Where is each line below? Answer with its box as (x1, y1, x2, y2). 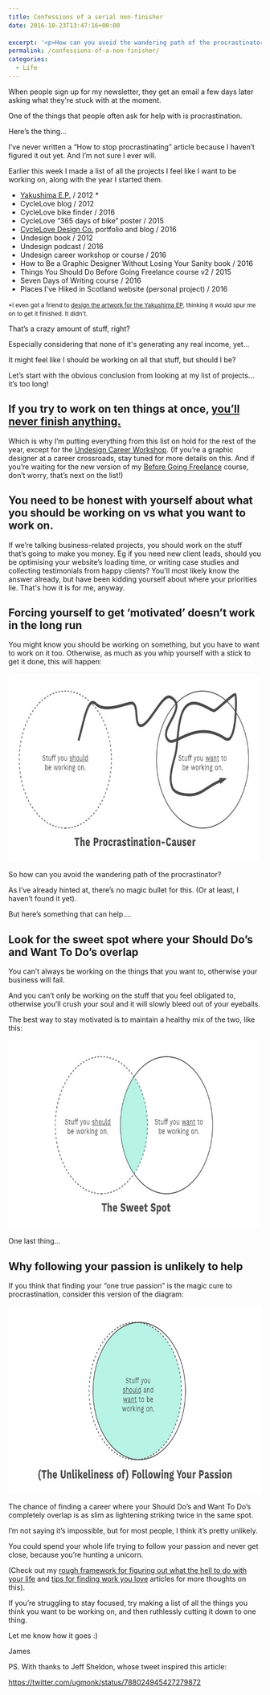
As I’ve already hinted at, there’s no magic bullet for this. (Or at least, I (8, 885, 239, 895)
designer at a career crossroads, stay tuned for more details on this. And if (8, 453, 256, 463)
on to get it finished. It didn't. (8, 309, 88, 317)
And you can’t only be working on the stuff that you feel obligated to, (8, 990, 236, 1000)
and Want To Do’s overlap (8, 945, 139, 959)
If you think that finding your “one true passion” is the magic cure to (8, 1280, 233, 1290)
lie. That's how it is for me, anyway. (8, 582, 125, 592)
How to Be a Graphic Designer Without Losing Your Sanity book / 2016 (19, 258, 253, 268)
